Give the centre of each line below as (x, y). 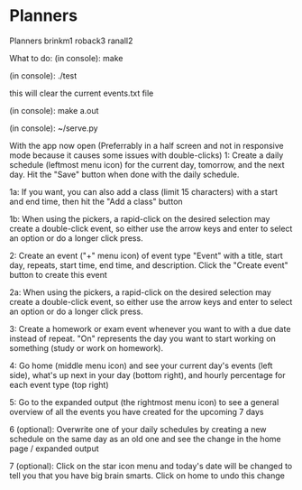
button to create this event (59, 274)
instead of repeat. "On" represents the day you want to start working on (143, 338)
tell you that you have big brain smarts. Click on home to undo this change (147, 476)
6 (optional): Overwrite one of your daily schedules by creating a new (138, 429)
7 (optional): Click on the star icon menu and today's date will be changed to (151, 466)
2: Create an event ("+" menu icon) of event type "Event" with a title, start (146, 255)
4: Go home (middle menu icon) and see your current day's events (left (141, 365)
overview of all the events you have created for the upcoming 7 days (137, 411)
